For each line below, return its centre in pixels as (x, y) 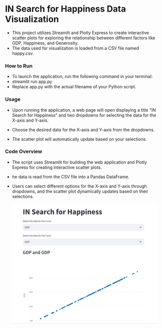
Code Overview (24, 151)
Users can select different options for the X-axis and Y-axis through (79, 186)
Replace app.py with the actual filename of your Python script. (74, 87)
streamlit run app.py (32, 82)
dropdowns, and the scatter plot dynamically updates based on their (80, 191)
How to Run (19, 66)
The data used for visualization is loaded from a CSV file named (75, 48)
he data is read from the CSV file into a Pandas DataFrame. (71, 177)
